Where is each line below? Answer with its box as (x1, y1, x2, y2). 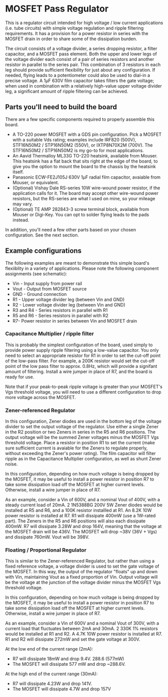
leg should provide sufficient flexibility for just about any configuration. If (5, 66, 155, 73)
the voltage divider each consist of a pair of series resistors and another (5, 56, 154, 62)
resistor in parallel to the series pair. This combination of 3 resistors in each (5, 61, 161, 67)
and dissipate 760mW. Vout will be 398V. (5, 534, 89, 540)
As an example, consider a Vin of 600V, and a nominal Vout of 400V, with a (5, 497, 160, 503)
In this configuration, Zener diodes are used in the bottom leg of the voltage (5, 418, 162, 424)
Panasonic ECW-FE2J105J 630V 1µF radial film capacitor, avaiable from (12, 174, 161, 180)
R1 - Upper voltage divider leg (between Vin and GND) (12, 296, 125, 302)
